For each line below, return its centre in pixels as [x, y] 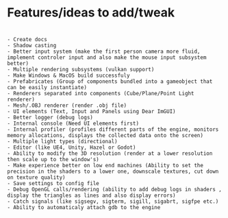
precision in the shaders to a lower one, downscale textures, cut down [113, 172]
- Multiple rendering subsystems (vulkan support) [81, 70]
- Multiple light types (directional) [62, 142]
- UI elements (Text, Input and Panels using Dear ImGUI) [91, 112]
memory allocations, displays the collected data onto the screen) [105, 136]
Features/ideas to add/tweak [91, 13]
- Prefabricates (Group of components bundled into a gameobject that [110, 82]
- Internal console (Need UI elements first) [73, 124]
